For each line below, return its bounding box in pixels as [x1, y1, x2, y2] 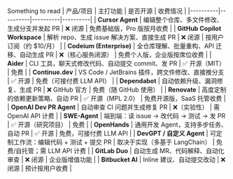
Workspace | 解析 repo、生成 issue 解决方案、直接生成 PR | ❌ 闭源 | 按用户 [7, 33, 224, 41]
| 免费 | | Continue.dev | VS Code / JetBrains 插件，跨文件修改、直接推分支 [7, 68, 225, 76]
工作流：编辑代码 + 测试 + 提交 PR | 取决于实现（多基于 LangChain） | [13, 138, 215, 146]
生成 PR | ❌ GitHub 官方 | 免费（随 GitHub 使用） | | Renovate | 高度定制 [19, 85, 227, 94]
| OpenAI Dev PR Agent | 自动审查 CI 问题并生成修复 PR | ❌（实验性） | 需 [7, 103, 220, 111]
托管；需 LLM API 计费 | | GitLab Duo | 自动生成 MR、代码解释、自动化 [22, 147, 225, 155]
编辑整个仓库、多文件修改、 [143, 15, 223, 24]
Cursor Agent [97, 15, 139, 24]
